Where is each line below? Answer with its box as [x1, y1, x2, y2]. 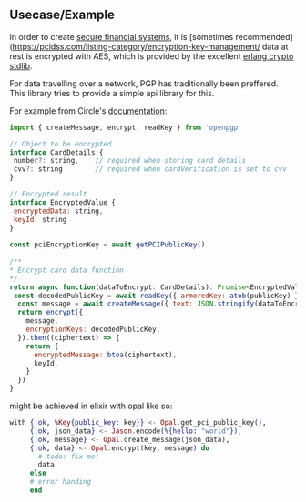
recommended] [235, 31, 293, 42]
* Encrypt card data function [9, 266, 125, 275]
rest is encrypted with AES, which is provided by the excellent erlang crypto [9, 50, 294, 62]
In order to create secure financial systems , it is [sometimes [9, 31, 234, 42]
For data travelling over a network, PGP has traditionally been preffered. [9, 77, 280, 89]
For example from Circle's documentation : [9, 105, 168, 116]
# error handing [29, 477, 92, 487]
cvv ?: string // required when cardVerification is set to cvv [13, 165, 287, 174]
